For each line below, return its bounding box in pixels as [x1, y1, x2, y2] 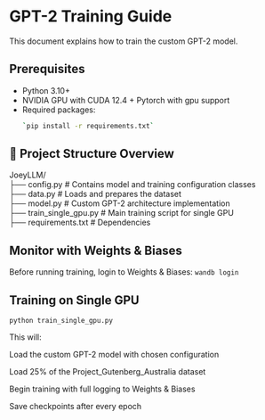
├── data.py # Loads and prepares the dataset [9, 189, 182, 200]
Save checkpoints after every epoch [9, 401, 142, 412]
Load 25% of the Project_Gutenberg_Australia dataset [9, 366, 206, 377]
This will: [9, 332, 42, 342]
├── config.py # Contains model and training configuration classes [9, 179, 256, 190]
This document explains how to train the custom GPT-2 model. [9, 36, 238, 46]
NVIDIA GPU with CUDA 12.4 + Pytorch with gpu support [21, 95, 230, 105]
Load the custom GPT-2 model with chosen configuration [9, 350, 220, 360]
